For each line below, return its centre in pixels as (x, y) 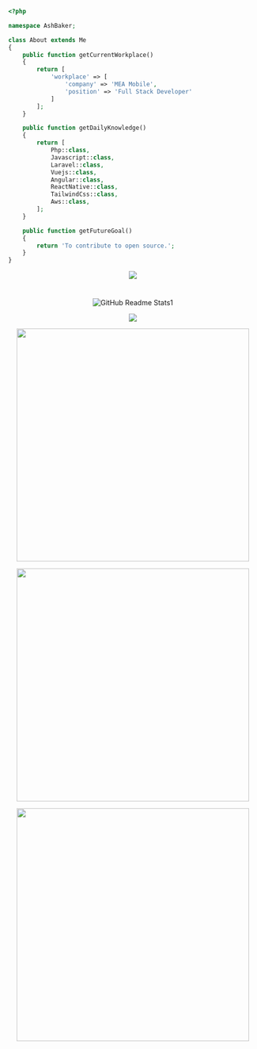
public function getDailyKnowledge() (85, 128)
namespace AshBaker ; (42, 25)
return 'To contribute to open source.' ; (106, 246)
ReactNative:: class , (84, 187)
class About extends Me (47, 40)
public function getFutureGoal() (77, 231)
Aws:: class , (70, 202)
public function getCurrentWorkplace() (88, 55)
